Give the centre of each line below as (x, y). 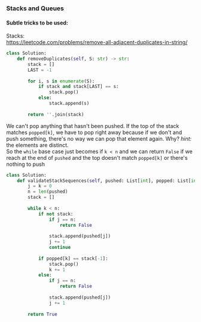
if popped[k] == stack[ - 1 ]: (73, 259)
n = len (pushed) (48, 192)
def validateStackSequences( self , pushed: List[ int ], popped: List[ (104, 181)
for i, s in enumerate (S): (61, 81)
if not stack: (56, 214)
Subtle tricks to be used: (37, 23)
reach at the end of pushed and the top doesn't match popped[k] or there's (97, 157)
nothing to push (26, 164)
